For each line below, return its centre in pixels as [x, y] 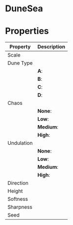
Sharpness [20, 207]
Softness [18, 199]
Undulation [20, 143]
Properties [27, 31]
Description [51, 47]
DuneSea [24, 9]
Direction [18, 183]
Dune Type [20, 63]
